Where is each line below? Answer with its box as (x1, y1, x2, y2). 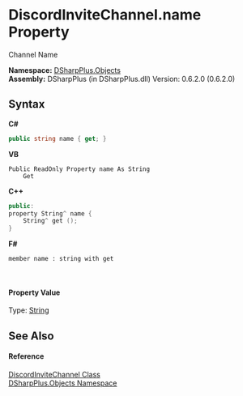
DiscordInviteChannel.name (8, 6, 202, 24)
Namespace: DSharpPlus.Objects (8, 65, 122, 75)
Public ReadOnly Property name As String (8, 164, 151, 173)
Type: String (8, 305, 49, 315)
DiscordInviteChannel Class (8, 369, 101, 379)
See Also (8, 329, 54, 343)
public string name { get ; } (8, 134, 107, 143)
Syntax (8, 97, 45, 111)
